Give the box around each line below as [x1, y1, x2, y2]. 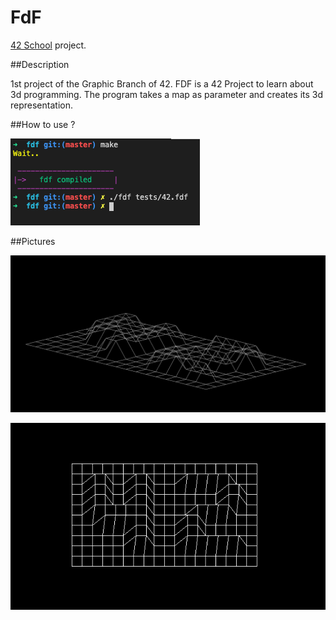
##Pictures [10, 235, 56, 247]
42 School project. [10, 39, 87, 51]
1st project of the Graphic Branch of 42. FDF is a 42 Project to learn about [10, 77, 314, 90]
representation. [10, 99, 73, 111]
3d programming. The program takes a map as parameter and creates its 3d [10, 88, 324, 100]
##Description [10, 58, 70, 70]
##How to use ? [10, 118, 76, 130]
